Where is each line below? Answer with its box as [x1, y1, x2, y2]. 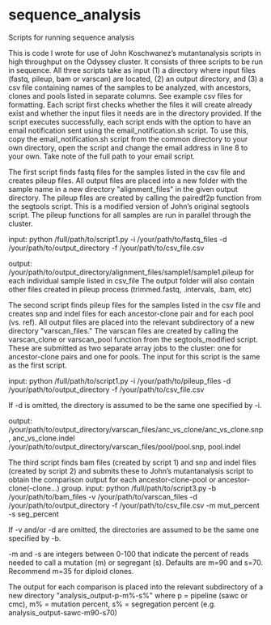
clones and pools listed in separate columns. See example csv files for [8, 91, 243, 100]
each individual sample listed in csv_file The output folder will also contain [8, 275, 255, 285]
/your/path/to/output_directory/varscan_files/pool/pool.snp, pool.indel [8, 441, 241, 451]
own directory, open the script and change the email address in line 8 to [8, 142, 248, 152]
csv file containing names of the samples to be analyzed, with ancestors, [8, 83, 252, 92]
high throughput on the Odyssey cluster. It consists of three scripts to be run [8, 57, 264, 66]
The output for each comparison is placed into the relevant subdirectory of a [8, 581, 264, 592]
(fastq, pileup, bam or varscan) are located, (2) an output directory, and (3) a [8, 74, 264, 83]
